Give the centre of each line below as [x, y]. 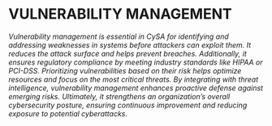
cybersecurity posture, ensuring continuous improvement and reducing [128, 105]
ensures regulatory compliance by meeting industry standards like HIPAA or [136, 62]
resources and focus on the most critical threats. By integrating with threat [133, 79]
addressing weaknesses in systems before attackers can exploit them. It [130, 44]
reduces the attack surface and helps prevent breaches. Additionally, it [128, 53]
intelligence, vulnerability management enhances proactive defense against [136, 88]
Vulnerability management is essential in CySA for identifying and [119, 36]
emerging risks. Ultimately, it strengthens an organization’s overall [119, 96]
